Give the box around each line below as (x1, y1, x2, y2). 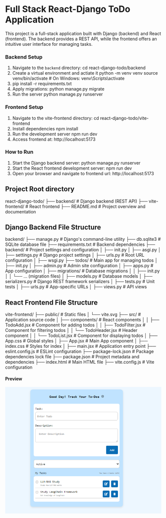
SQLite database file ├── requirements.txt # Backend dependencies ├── (5, 241, 156, 247)
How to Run (5, 148, 34, 155)
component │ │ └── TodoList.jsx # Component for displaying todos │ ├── (5, 332, 158, 339)
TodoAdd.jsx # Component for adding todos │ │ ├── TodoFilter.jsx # (5, 322, 146, 328)
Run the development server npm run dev (12, 131, 98, 137)
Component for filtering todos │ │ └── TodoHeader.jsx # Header (5, 327, 138, 333)
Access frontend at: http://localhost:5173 (12, 136, 96, 142)
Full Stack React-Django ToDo (5, 3, 130, 15)
